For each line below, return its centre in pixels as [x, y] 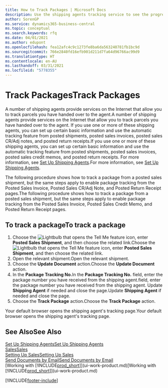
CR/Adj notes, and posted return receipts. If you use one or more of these [80, 141]
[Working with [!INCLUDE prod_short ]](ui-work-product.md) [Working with [81, 365]
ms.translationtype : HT [30, 56]
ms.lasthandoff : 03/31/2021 [34, 66]
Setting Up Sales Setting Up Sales [39, 354]
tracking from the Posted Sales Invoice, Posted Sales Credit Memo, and [79, 204]
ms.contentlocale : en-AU [31, 61]
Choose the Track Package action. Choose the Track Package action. [84, 301]
